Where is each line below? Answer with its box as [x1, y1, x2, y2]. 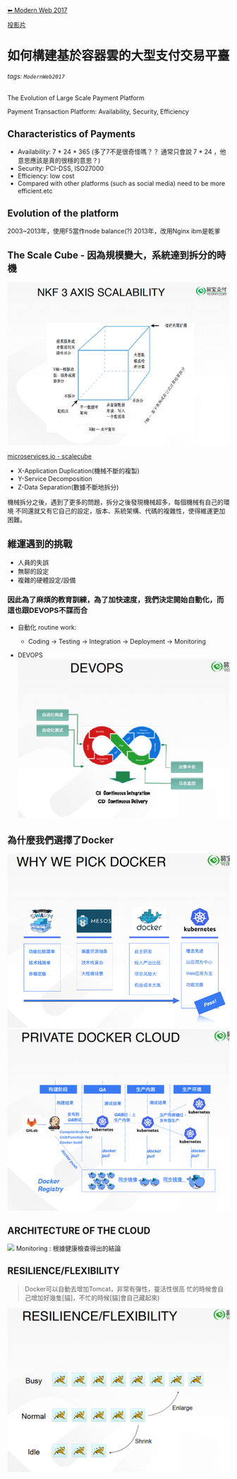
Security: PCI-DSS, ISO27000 [17, 164, 104, 173]
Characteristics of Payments [7, 128, 136, 140]
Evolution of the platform [7, 207, 119, 219]
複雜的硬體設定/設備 [17, 576, 76, 584]
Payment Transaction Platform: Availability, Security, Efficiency [7, 107, 189, 116]
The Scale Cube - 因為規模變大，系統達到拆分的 [7, 250, 217, 262]
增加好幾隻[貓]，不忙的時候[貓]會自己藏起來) [30, 1294, 160, 1302]
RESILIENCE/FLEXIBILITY [7, 1265, 120, 1277]
